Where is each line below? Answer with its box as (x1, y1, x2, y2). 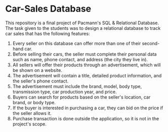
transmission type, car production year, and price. (12, 89, 117, 95)
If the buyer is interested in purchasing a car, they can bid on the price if (12, 105, 163, 111)
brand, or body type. (12, 99, 56, 105)
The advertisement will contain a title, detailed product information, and (12, 72, 162, 78)
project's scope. (12, 121, 47, 127)
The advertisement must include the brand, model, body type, (12, 83, 142, 89)
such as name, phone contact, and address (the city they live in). (12, 56, 148, 62)
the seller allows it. (12, 110, 52, 116)
